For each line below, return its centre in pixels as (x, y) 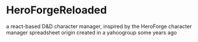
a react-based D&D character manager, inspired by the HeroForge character (99, 26)
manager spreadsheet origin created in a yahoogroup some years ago (92, 32)
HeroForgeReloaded (57, 10)
